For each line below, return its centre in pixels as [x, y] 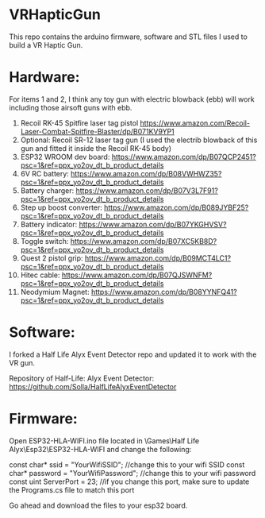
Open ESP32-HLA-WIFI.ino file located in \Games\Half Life [104, 441]
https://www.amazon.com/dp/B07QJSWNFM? [137, 275]
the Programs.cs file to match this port [72, 489]
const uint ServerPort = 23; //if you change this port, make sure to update [129, 481]
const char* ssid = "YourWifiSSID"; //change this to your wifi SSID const [127, 464]
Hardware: [44, 77]
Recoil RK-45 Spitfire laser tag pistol [79, 123]
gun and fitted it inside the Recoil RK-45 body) [96, 148]
